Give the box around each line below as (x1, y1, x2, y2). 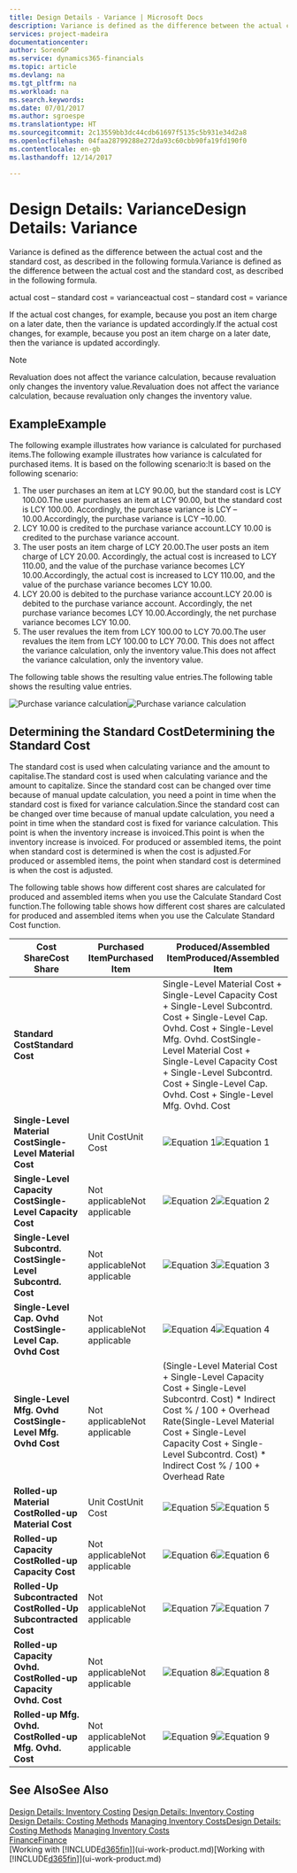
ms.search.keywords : (9, 95, 86, 104)
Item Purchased (88, 952, 155, 964)
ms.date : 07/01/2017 (9, 104, 86, 112)
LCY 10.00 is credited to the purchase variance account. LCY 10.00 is (21, 523, 272, 534)
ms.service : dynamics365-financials (9, 54, 144, 63)
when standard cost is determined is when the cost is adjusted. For (9, 847, 252, 857)
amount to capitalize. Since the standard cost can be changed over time (9, 780, 271, 791)
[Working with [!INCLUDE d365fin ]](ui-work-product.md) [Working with (9, 1844, 265, 1854)
